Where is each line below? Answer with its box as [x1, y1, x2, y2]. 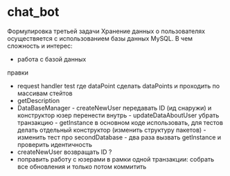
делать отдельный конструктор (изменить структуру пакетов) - [17, 126, 206, 134]
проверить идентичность [17, 140, 92, 148]
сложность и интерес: [7, 41, 73, 50]
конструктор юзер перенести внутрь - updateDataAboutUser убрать [17, 111, 220, 119]
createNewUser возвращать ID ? [17, 148, 112, 156]
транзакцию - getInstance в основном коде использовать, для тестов [17, 118, 224, 126]
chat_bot [7, 4, 60, 20]
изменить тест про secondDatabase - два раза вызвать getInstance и [17, 133, 222, 141]
